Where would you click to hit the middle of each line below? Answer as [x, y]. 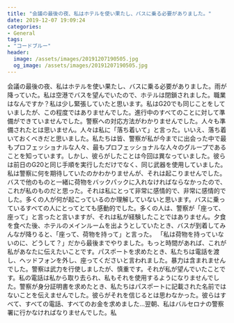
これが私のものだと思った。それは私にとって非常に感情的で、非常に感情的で [117, 190]
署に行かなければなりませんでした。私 [62, 312]
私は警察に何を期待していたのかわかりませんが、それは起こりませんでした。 [117, 173]
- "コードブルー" [29, 46]
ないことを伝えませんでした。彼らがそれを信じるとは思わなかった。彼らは [114, 295]
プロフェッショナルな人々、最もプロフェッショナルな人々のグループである [120, 147]
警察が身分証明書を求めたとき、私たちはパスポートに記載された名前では [123, 286]
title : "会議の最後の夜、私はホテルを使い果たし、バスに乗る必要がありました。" [109, 14]
